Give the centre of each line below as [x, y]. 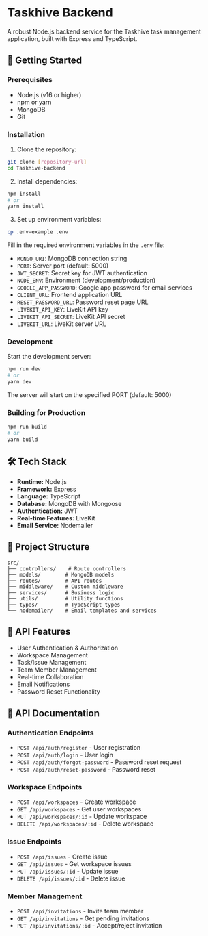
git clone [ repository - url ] [47, 162]
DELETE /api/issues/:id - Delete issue [71, 878]
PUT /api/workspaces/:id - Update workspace [82, 817]
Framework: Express [46, 489]
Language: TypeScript [48, 496]
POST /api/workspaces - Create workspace [76, 802]
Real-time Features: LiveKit [56, 518]
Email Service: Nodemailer [55, 525]
